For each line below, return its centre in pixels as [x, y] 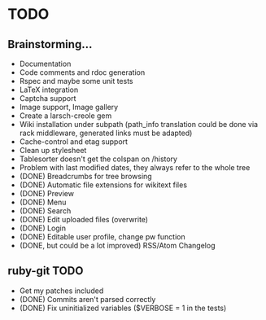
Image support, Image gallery [69, 107]
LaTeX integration [49, 90]
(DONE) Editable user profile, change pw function [102, 237]
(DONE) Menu [43, 202]
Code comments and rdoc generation [82, 72]
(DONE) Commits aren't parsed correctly [87, 299]
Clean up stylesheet [53, 150]
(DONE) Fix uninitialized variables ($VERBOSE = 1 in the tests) [123, 308]
